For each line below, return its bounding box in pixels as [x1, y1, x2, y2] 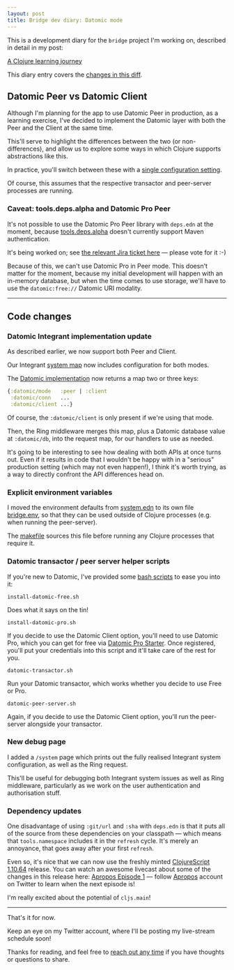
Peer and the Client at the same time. [7, 123, 114, 132]
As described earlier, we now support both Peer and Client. [7, 347, 178, 356]
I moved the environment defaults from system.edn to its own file [7, 503, 194, 512]
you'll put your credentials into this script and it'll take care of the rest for [7, 646, 216, 654]
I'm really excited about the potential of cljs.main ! [7, 893, 151, 902]
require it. [7, 539, 35, 547]
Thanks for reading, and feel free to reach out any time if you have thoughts [7, 948, 225, 956]
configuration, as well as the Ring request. [7, 760, 128, 768]
